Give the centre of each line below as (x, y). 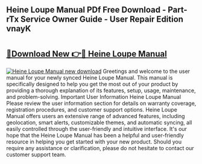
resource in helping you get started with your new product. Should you (94, 142)
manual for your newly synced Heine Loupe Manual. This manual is (90, 77)
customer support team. (36, 154)
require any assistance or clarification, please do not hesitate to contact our (100, 148)
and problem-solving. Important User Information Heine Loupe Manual (94, 97)
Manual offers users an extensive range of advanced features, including (96, 116)
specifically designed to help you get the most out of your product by (92, 84)
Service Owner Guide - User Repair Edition (102, 20)
